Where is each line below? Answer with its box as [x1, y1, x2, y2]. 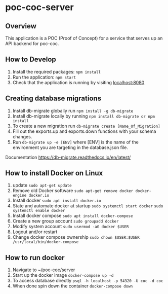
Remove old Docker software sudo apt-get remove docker [12, 188, 134, 194]
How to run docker [5, 253, 65, 262]
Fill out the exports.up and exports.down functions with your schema [12, 128, 156, 134]
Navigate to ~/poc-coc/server [12, 267, 75, 273]
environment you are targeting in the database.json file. [12, 144, 128, 151]
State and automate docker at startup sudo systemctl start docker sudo [12, 203, 163, 209]
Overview [5, 22, 37, 30]
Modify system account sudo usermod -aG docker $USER [12, 224, 129, 230]
